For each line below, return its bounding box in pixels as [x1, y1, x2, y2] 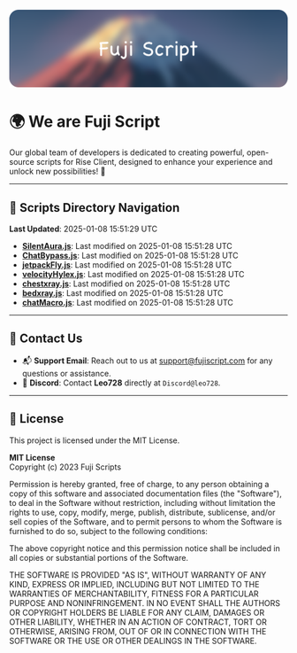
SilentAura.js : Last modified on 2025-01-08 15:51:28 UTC [21, 241, 232, 252]
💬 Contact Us [9, 331, 83, 346]
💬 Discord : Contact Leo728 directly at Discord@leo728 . [21, 377, 221, 388]
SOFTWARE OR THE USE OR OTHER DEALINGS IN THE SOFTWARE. [9, 635, 257, 646]
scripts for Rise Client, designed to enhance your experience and [36, 157, 273, 167]
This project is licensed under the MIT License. [9, 435, 180, 446]
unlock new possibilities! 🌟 [9, 166, 106, 177]
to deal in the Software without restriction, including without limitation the [9, 497, 276, 508]
